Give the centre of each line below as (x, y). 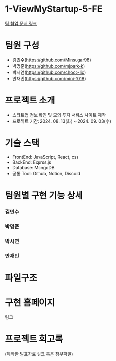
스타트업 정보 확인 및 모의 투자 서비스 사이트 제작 (59, 115)
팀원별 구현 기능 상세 (44, 195)
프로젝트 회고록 (34, 339)
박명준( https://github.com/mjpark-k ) (49, 66)
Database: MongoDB (33, 167)
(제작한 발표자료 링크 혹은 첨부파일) (39, 354)
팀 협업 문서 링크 (21, 23)
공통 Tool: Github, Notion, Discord (46, 173)
